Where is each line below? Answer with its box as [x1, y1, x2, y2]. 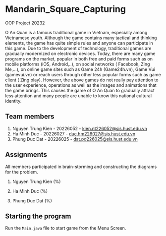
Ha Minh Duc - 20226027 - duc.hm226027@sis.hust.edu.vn [12, 130, 135, 137]
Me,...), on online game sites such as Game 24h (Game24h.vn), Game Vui [5, 66, 156, 72]
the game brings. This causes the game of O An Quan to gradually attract [5, 87, 155, 93]
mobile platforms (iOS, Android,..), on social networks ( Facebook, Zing [5, 61, 150, 67]
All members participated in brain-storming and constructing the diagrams [5, 164, 157, 170]
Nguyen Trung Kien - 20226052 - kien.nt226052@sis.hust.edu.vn [12, 125, 147, 131]
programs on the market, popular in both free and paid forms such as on [5, 56, 153, 61]
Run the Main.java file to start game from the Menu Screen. [5, 225, 126, 231]
